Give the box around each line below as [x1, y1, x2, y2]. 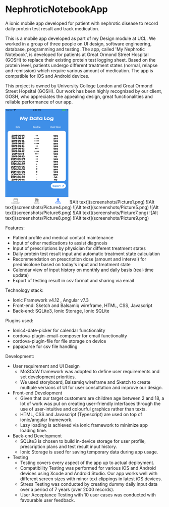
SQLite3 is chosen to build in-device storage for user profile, [20, 438, 146, 444]
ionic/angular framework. [20, 417, 73, 423]
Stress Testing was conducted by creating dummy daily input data [20, 481, 158, 487]
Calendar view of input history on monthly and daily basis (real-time [12, 267, 154, 273]
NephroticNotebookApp [5, 4, 108, 15]
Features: [5, 225, 25, 231]
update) [12, 272, 29, 278]
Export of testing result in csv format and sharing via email [12, 277, 135, 283]
